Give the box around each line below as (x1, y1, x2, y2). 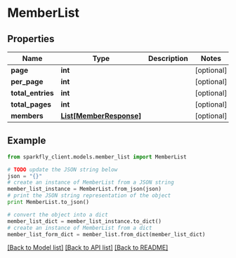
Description (148, 54, 188, 63)
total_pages (11, 100, 51, 109)
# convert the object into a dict (7, 211, 109, 218)
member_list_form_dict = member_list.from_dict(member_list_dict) (7, 231, 206, 238)
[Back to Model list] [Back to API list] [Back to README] (7, 243, 169, 252)
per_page (11, 77, 44, 86)
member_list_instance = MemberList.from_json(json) (7, 186, 162, 193)
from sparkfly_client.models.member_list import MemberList (7, 153, 188, 161)
